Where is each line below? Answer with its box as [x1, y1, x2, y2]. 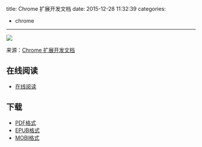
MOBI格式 [14, 134, 40, 141]
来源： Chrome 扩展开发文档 [6, 47, 75, 53]
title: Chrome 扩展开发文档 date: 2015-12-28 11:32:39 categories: [6, 5, 167, 12]
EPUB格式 [14, 127, 40, 134]
